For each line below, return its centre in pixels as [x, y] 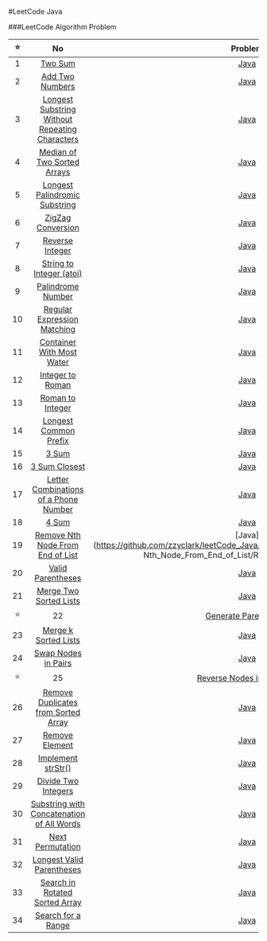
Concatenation [58, 814]
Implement [58, 758]
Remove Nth [58, 535]
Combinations [58, 489]
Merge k [58, 630]
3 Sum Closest [58, 467]
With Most [58, 352]
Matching [58, 329]
